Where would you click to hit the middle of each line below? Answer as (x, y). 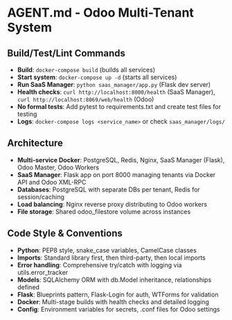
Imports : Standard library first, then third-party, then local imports (111, 258)
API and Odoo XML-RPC (52, 182)
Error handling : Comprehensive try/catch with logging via (99, 264)
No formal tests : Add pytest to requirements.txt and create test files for (119, 107)
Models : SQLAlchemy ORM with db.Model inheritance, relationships (114, 280)
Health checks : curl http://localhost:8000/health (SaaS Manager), (116, 92)
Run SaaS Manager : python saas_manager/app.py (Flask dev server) (114, 84)
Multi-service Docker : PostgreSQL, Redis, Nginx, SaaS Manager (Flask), (121, 160)
